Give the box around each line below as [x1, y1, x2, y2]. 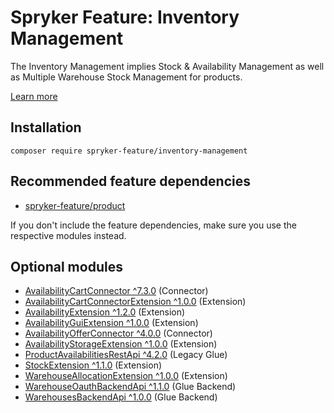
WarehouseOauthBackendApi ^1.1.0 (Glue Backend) [24, 381, 237, 393]
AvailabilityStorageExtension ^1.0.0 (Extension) [24, 338, 218, 350]
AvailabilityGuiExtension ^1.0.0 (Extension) [24, 317, 199, 329]
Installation [10, 119, 82, 136]
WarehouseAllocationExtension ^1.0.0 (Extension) [24, 370, 228, 382]
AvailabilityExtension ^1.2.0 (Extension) [24, 306, 186, 318]
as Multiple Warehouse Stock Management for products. [10, 71, 243, 83]
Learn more [10, 90, 58, 102]
